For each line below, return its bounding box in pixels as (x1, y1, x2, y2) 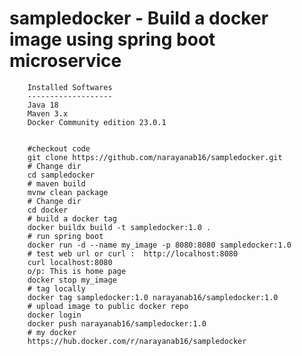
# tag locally (27, 283, 86, 294)
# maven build (27, 178, 86, 189)
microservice (9, 50, 122, 72)
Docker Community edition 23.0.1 (27, 117, 167, 127)
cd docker (27, 205, 69, 215)
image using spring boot (9, 28, 216, 51)
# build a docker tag (27, 213, 117, 224)
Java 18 (27, 100, 59, 110)
